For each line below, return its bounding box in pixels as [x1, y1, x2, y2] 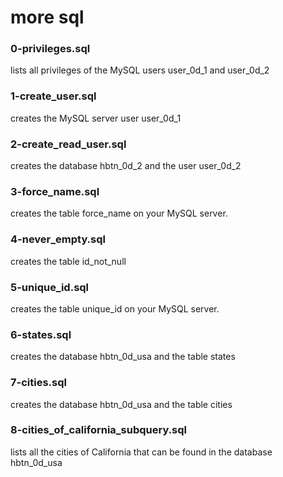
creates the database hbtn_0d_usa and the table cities [10, 398, 233, 410]
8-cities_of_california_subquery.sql [10, 423, 188, 437]
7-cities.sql [10, 376, 67, 390]
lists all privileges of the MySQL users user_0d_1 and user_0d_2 [10, 64, 270, 76]
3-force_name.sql [10, 185, 100, 198]
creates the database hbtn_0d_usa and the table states [10, 351, 236, 363]
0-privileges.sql [10, 42, 91, 56]
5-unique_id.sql [10, 280, 90, 294]
